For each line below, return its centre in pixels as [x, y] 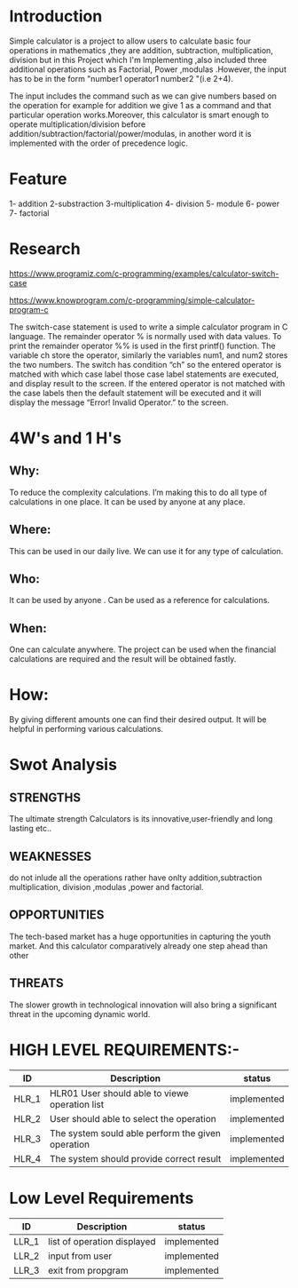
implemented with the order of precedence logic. [98, 143]
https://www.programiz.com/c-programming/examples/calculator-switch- [144, 274]
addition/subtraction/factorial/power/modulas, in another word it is [130, 133]
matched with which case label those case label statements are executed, [144, 374]
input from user [80, 1256]
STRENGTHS [45, 797]
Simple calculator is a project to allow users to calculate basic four [130, 41]
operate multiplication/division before [78, 124]
